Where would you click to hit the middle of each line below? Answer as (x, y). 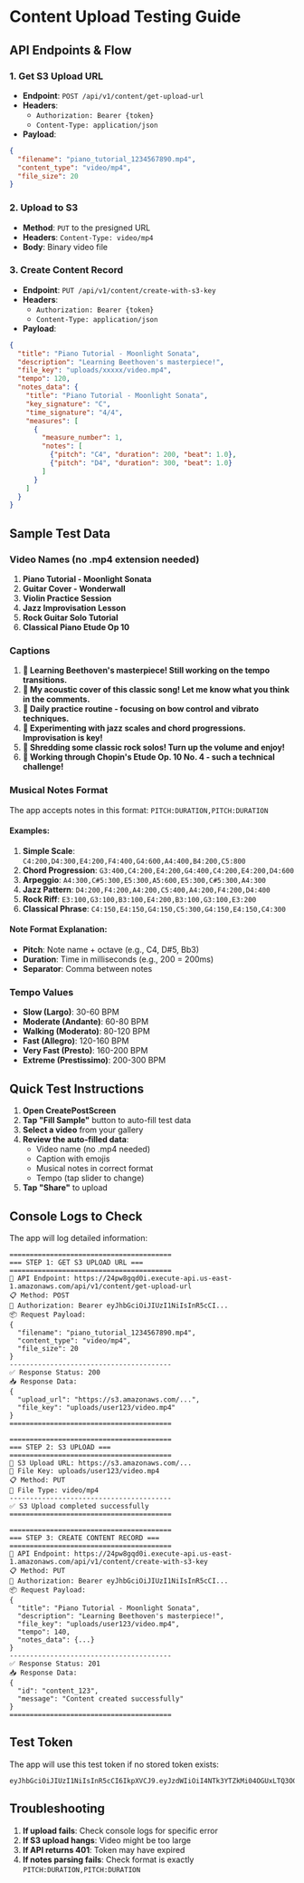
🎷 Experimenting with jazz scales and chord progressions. (134, 728)
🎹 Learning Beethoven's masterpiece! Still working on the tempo (146, 670)
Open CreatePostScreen (69, 1111)
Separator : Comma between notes (87, 969)
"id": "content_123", (58, 1691)
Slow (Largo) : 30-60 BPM (71, 1012)
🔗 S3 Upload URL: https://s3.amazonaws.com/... (101, 1463)
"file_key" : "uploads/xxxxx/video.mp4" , (95, 370)
